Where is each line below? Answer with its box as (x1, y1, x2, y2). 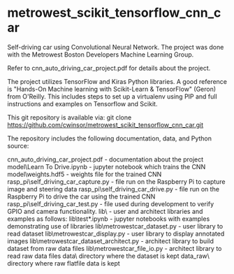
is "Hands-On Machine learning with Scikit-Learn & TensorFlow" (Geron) (7, 85, 217, 93)
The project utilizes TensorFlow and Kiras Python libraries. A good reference (7, 77, 228, 85)
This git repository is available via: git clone (7, 113, 132, 122)
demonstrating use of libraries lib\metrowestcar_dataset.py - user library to (7, 222, 224, 230)
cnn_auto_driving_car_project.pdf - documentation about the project (7, 155, 204, 164)
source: (7, 141, 29, 150)
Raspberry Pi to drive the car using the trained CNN (7, 192, 156, 201)
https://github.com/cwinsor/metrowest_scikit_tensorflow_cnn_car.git (7, 120, 204, 129)
